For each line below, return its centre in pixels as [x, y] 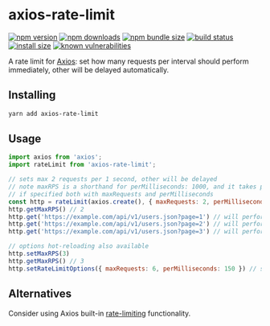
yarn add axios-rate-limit [53, 113]
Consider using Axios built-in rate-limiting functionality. [100, 313]
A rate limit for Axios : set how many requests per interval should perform [129, 61]
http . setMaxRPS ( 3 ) [39, 254]
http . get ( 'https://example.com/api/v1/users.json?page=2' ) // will [124, 224]
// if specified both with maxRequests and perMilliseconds [111, 194]
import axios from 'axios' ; [55, 157]
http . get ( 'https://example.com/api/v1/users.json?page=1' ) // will [124, 217]
